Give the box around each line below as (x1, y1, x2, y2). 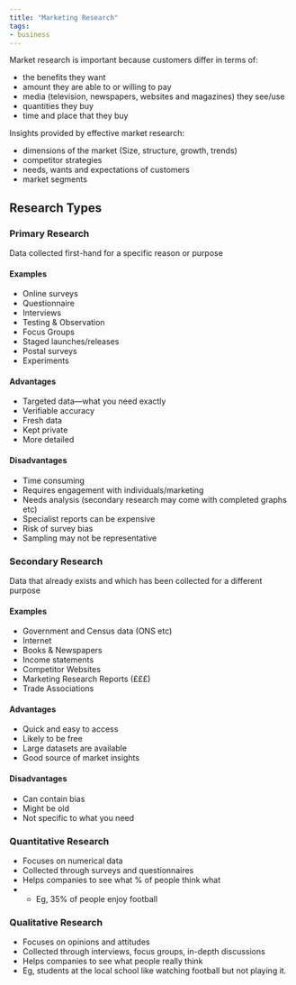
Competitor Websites (22, 664, 102, 675)
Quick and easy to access (22, 724, 119, 734)
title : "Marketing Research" (9, 13, 119, 23)
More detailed (22, 434, 75, 445)
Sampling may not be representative (22, 533, 157, 543)
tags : (9, 22, 30, 31)
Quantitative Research (9, 835, 110, 847)
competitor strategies (22, 155, 103, 166)
